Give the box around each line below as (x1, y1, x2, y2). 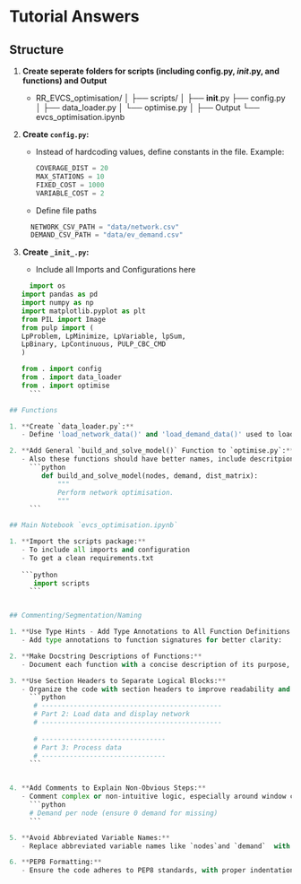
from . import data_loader (21, 373, 123, 382)
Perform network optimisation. (56, 488, 175, 497)
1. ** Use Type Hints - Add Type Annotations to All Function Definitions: (9, 628, 295, 637)
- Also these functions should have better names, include (21, 455, 246, 464)
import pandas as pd (21, 290, 99, 299)
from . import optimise (21, 381, 110, 390)
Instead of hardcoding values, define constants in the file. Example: (35, 146, 285, 157)
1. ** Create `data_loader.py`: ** (9, 421, 134, 431)
